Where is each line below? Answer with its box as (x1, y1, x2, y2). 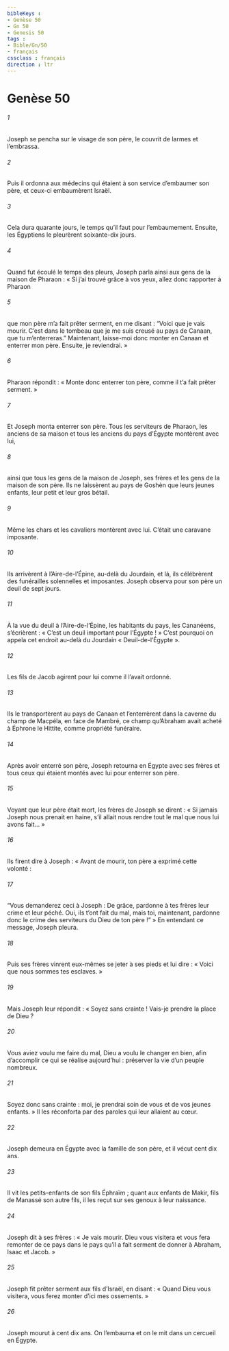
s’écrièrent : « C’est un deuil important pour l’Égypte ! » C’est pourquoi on (7, 628, 214, 637)
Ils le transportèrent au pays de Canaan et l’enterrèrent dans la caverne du (7, 709, 217, 718)
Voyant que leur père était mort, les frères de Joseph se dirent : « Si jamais (7, 806, 217, 814)
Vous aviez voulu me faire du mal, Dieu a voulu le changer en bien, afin (7, 1048, 207, 1057)
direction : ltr (7, 61, 53, 68)
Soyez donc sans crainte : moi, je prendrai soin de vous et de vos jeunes (7, 1101, 211, 1109)
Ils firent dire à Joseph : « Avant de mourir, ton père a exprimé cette (7, 857, 197, 865)
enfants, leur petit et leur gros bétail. (7, 489, 109, 497)
